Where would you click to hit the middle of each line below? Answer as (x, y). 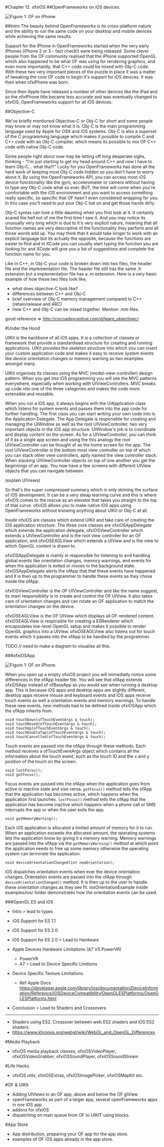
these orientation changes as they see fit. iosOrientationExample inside (76, 887)
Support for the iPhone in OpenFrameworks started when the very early (77, 46)
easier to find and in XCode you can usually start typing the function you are (82, 244)
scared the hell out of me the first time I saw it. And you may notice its (75, 218)
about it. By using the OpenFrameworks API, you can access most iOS (76, 177)
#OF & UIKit (17, 1085)
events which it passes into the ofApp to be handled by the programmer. (78, 637)
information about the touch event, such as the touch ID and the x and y (77, 756)
